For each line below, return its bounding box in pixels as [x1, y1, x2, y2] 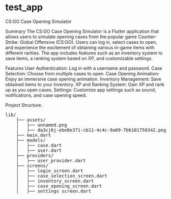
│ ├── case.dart [16, 142, 62, 148]
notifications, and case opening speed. [5, 92, 87, 98]
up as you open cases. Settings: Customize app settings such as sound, [5, 87, 156, 93]
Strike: [5, 39, 19, 45]
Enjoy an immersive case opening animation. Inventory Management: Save [5, 76, 162, 82]
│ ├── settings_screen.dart [16, 188, 92, 194]
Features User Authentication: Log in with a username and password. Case [5, 65, 162, 71]
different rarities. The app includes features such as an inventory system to [5, 50, 163, 56]
